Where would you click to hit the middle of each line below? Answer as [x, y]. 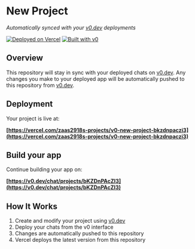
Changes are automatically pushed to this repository [79, 233]
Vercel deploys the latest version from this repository [80, 240]
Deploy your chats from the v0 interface [64, 227]
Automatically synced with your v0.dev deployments [71, 28]
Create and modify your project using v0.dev [70, 221]
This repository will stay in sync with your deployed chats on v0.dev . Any [96, 72]
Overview [25, 58]
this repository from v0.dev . [40, 85]
